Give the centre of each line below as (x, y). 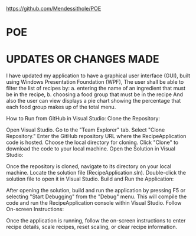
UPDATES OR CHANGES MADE (83, 59)
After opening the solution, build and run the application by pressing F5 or (96, 191)
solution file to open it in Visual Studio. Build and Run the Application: (90, 179)
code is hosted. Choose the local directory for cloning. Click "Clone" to (92, 142)
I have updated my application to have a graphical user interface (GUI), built (98, 76)
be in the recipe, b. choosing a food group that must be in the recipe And (95, 94)
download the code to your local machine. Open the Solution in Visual (91, 149)
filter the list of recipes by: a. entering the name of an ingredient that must (96, 88)
